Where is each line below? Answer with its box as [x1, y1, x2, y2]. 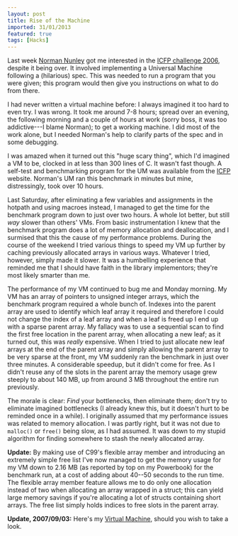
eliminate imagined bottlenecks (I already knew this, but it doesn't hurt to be [7, 404, 229, 412]
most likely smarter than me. [7, 271, 91, 280]
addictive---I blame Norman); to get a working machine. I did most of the [7, 123, 220, 131]
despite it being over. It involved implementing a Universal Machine [7, 64, 203, 72]
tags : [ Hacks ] [7, 37, 50, 44]
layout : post [7, 10, 46, 18]
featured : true [7, 30, 52, 38]
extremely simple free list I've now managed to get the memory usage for [7, 456, 222, 464]
